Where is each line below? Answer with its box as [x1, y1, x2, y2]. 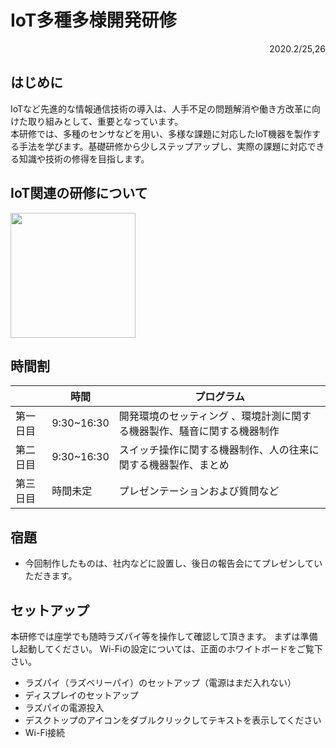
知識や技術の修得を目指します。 [18, 152, 150, 165]
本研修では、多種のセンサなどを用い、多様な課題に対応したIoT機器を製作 [10, 127, 313, 140]
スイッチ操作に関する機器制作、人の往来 [118, 443, 310, 457]
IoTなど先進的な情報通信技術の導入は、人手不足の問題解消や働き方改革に [10, 102, 313, 115]
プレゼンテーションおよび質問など [118, 484, 280, 498]
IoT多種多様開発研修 [10, 9, 177, 32]
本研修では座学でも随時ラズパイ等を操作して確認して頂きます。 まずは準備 [10, 631, 318, 642]
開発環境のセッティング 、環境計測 [118, 409, 282, 423]
